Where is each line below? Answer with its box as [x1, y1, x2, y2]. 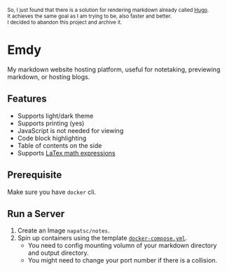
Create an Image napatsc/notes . [17, 226, 110, 235]
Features [7, 93, 47, 105]
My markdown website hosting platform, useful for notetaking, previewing [7, 65, 221, 74]
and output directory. [27, 249, 89, 257]
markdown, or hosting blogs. [7, 72, 90, 81]
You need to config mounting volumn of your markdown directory [27, 242, 217, 250]
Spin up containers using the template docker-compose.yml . [17, 234, 188, 242]
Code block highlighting [17, 134, 87, 142]
